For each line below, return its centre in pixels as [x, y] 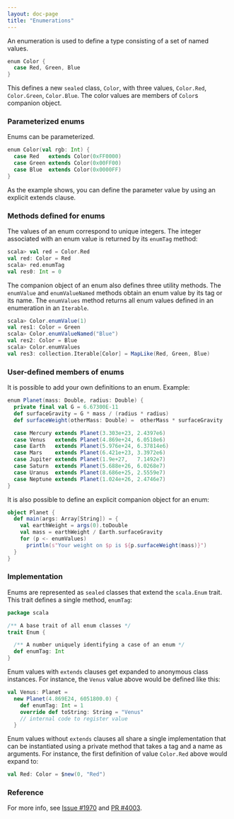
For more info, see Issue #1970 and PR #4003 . [75, 808]
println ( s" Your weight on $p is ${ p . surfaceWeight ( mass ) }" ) [116, 545]
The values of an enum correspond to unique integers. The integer [104, 231]
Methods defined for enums [56, 216]
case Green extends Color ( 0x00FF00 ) [68, 163]
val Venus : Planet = [38, 693]
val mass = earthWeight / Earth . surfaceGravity [91, 532]
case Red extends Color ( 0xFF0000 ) [68, 157]
